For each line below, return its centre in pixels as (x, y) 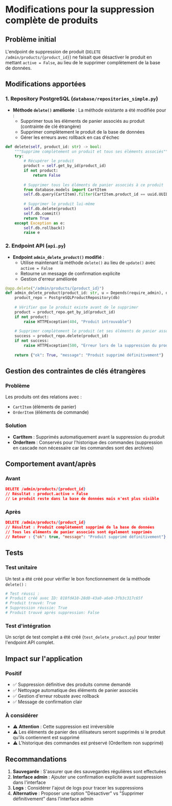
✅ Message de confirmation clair (47, 702)
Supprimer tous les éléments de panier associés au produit (82, 121)
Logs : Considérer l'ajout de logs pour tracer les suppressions (78, 788)
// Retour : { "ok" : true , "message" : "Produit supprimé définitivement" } (86, 537)
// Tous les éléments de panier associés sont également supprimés (79, 532)
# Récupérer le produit (49, 161)
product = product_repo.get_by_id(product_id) (65, 312)
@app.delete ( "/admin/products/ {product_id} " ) (55, 288)
